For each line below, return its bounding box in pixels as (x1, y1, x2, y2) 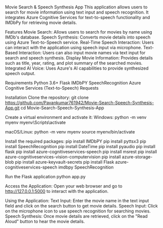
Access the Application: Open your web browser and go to (5, 183, 123, 189)
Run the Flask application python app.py (5, 174, 86, 179)
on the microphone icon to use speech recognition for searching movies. (5, 208, 151, 214)
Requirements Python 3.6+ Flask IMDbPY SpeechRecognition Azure (5, 80, 141, 86)
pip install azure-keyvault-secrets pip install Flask (15, 159, 114, 165)
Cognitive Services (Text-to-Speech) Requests (5, 85, 99, 91)
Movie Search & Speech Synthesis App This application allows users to (5, 4, 147, 10)
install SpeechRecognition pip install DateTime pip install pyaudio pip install (5, 144, 156, 149)
